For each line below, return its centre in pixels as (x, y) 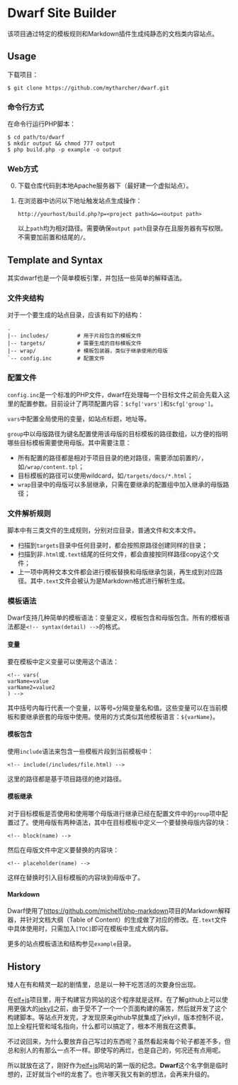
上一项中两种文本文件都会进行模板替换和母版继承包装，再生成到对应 (117, 572)
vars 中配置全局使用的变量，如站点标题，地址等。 (79, 419)
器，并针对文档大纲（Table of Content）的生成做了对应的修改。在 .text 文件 (117, 920)
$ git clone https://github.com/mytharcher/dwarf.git (89, 88)
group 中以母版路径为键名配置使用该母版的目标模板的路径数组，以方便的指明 (118, 433)
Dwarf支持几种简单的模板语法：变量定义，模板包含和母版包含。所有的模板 (116, 618)
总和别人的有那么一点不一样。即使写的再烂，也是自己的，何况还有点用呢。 (116, 1050)
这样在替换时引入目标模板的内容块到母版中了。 (75, 877)
